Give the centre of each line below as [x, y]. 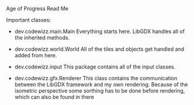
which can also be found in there [54, 97]
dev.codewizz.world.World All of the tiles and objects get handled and [99, 49]
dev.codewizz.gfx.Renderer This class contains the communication [96, 78]
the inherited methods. [42, 37]
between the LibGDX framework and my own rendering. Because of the [101, 84]
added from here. [36, 55]
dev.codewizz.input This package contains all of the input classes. [95, 67]
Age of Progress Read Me [37, 9]
